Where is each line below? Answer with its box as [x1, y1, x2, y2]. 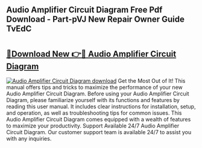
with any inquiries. [6, 135, 52, 142]
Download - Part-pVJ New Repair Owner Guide [6, 14, 185, 25]
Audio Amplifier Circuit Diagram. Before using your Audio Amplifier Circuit [6, 90, 189, 97]
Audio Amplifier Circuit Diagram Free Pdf [6, 5, 163, 15]
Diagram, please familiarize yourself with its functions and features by [6, 97, 180, 103]
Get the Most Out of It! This [118, 77, 186, 84]
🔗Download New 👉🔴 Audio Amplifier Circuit [6, 48, 177, 59]
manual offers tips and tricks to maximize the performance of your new [6, 84, 183, 91]
